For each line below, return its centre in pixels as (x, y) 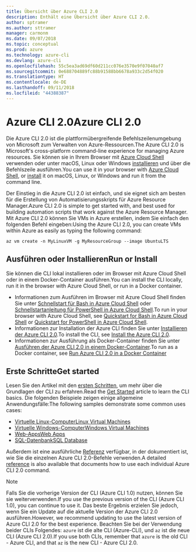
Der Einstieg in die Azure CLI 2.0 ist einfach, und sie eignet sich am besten (96, 193)
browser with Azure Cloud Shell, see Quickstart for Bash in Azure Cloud (101, 316)
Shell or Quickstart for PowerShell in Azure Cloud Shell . (81, 322)
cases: (14, 410)
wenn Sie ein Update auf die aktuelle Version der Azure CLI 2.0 (82, 512)
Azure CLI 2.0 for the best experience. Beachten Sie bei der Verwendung (94, 524)
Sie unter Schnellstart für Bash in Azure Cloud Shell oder (83, 303)
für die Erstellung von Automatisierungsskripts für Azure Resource (86, 199)
